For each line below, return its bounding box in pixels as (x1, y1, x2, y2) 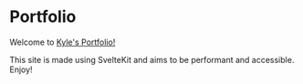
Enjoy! (9, 64, 34, 75)
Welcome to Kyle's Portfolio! (9, 37, 116, 47)
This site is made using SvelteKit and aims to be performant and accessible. (9, 54, 295, 65)
